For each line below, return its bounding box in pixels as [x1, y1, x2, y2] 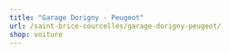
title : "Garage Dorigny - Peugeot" [9, 13, 145, 22]
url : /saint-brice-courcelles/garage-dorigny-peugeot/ [9, 22, 222, 31]
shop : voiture [9, 30, 64, 39]
